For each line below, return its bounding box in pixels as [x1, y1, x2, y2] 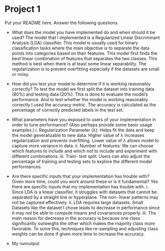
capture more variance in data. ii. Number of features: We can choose [11, 143, 154, 148]
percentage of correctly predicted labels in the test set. [11, 107, 124, 113]
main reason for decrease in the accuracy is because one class [11, 215, 140, 221]
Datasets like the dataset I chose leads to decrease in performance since [11, 205, 160, 211]
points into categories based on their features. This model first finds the [11, 50, 158, 56]
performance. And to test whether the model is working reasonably [11, 96, 148, 102]
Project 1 [4, 3, 40, 15]
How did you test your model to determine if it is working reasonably [11, 80, 151, 87]
